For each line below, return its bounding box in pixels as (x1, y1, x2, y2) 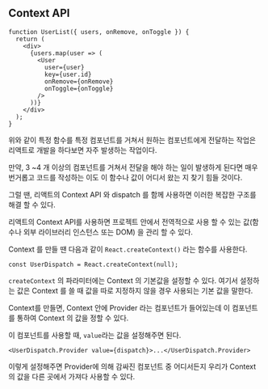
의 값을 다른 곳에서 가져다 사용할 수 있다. (8, 371, 136, 381)
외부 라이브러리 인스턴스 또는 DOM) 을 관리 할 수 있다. (23, 226, 194, 237)
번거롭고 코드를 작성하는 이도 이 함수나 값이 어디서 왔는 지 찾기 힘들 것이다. (8, 172, 243, 182)
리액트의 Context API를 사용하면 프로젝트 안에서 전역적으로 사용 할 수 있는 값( (8, 217, 253, 226)
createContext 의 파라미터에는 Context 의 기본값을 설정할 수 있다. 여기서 (8, 275, 238, 285)
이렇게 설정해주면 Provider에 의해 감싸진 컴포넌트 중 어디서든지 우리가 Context (8, 362, 257, 371)
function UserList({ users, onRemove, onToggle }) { (8, 27, 190, 36)
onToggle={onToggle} (44, 84, 114, 92)
